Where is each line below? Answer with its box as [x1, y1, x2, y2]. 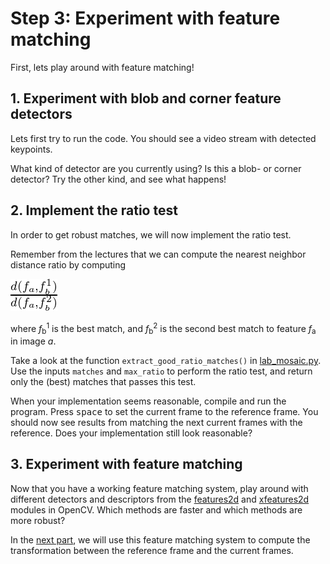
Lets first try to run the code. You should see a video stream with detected [10, 132, 317, 144]
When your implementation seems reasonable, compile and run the [10, 395, 287, 407]
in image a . [10, 335, 57, 347]
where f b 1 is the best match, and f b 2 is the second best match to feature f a [10, 320, 317, 337]
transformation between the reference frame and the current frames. [10, 544, 294, 556]
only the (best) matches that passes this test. [10, 376, 197, 388]
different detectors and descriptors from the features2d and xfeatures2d [10, 493, 310, 505]
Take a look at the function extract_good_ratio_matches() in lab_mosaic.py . [10, 355, 322, 367]
